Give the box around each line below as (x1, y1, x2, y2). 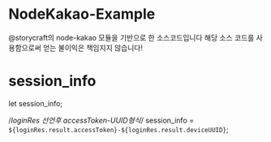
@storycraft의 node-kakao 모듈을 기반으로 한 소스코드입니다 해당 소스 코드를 (8, 32, 255, 42)
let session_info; (8, 98, 63, 108)
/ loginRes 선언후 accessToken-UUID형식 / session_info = (8, 115, 195, 125)
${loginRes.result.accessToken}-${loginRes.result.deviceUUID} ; (8, 124, 229, 134)
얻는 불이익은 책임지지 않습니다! (43, 42, 144, 53)
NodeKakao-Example (8, 5, 156, 24)
